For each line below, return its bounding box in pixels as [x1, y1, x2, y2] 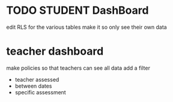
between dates [14, 82, 52, 89]
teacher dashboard [6, 44, 104, 58]
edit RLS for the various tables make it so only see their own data [6, 23, 167, 31]
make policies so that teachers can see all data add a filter [6, 64, 150, 71]
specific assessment [14, 88, 66, 96]
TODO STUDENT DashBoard [6, 4, 149, 17]
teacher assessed [14, 76, 59, 83]
